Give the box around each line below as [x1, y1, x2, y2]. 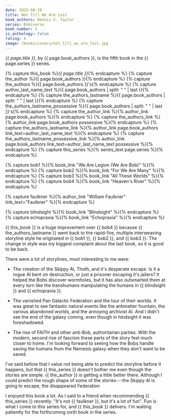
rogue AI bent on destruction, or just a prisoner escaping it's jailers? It [12, 271, 160, 277]
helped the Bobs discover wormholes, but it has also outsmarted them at [12, 277, 166, 283]
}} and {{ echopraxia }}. [12, 287, 62, 293]
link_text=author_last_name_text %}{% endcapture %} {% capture [5, 130, 144, 136]
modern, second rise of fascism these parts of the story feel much [12, 334, 153, 341]
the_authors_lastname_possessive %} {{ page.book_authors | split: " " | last [5, 103, 162, 109]
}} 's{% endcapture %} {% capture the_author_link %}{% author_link [5, 108, 149, 114]
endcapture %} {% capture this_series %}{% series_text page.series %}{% [5, 146, 163, 153]
